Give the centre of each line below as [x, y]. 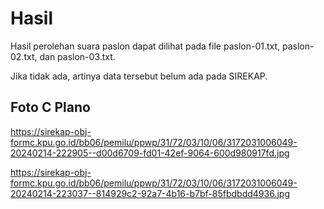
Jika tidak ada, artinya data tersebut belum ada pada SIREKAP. [139, 76]
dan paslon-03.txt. [77, 56]
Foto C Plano [50, 107]
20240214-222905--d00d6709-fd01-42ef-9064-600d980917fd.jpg [150, 153]
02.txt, [24, 56]
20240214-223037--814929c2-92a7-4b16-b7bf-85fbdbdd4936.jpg [150, 193]
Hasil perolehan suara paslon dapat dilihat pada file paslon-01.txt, [145, 46]
